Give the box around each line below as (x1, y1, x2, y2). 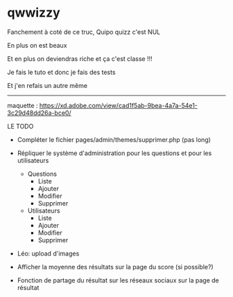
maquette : (7, 101, 38, 109)
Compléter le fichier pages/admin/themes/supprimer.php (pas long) (17, 135, 212, 143)
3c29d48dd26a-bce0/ (7, 109, 71, 117)
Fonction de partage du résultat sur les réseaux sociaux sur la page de (17, 276, 220, 285)
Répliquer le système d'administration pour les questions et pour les (17, 149, 212, 157)
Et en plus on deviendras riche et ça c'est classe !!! (7, 54, 153, 63)
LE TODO (7, 122, 34, 130)
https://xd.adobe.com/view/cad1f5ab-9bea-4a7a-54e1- (39, 101, 198, 109)
